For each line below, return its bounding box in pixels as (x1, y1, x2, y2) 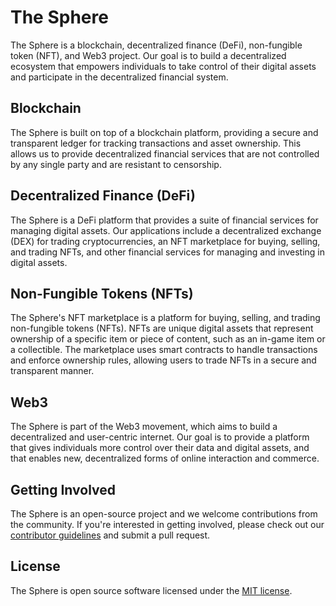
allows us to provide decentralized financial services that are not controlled (10, 147, 320, 160)
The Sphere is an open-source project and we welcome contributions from (10, 508, 318, 520)
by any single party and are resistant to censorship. (10, 158, 222, 170)
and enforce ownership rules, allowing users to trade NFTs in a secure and (10, 354, 317, 366)
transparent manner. (10, 365, 95, 377)
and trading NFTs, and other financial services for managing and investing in (10, 246, 325, 258)
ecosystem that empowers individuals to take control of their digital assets (10, 60, 317, 72)
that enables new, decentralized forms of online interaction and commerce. (10, 452, 320, 465)
